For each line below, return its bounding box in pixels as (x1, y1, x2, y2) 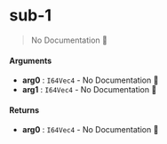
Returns (9, 104, 40, 116)
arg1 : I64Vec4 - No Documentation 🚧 (21, 84, 157, 95)
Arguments (9, 55, 52, 66)
